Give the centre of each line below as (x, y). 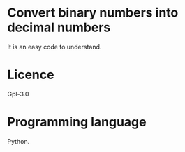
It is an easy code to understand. (54, 47)
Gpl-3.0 (18, 94)
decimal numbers (59, 27)
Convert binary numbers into (93, 13)
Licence (31, 75)
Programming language (77, 122)
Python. (18, 141)
